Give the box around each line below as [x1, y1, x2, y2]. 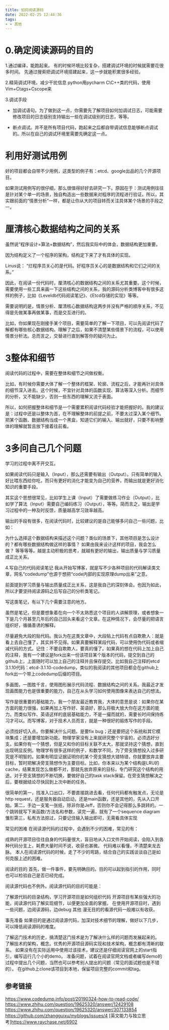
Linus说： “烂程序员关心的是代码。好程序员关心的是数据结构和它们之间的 [5, 263, 156, 269]
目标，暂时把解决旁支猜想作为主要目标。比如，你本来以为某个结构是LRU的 [5, 760, 159, 766]
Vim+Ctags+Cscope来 [5, 86, 52, 92]
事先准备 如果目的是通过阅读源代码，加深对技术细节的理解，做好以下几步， [5, 917, 161, 923]
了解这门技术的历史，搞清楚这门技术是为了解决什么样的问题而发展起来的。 [5, 934, 159, 940]
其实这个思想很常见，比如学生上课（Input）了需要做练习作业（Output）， [5, 494, 156, 500]
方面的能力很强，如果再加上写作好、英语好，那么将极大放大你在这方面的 [5, 705, 155, 711]
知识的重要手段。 [5, 484, 41, 490]
